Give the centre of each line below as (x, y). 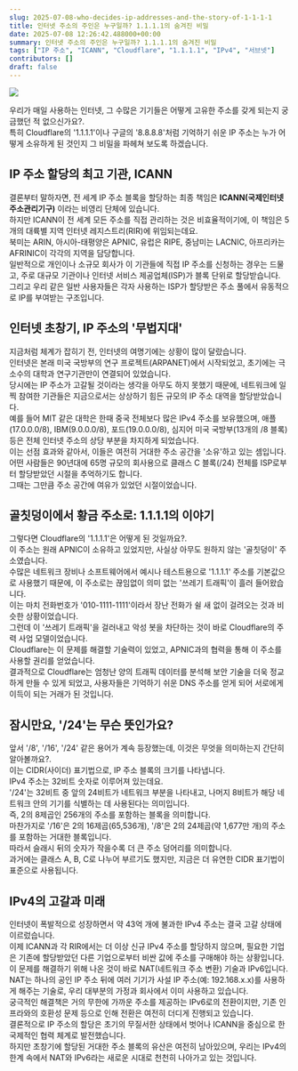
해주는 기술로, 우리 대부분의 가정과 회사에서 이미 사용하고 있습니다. (133, 990)
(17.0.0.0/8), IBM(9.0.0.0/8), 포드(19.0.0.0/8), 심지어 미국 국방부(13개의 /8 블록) (149, 429)
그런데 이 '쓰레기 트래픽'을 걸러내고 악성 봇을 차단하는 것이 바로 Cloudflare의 (142, 627)
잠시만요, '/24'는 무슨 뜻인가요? (92, 725)
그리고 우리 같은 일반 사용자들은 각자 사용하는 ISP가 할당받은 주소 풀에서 (134, 286)
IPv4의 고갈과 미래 (57, 901)
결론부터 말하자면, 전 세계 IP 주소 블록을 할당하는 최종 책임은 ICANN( (129, 197)
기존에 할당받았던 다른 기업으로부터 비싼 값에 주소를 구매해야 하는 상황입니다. (151, 957)
